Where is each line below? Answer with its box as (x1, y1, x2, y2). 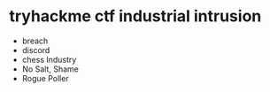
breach (21, 35, 49, 46)
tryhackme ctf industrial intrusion (9, 6, 262, 27)
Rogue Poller (21, 73, 69, 83)
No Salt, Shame (21, 64, 80, 74)
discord (21, 44, 50, 55)
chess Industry (21, 54, 77, 65)
